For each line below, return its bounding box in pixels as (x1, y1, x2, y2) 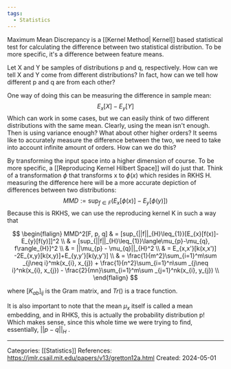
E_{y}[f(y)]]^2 (21, 237, 60, 245)
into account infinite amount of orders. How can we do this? (7, 144, 177, 152)
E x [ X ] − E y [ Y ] (97, 102, 134, 112)
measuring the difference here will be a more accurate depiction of (7, 179, 197, 187)
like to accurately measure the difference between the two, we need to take (7, 136, 221, 144)
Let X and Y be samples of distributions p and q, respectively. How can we (7, 63, 218, 71)
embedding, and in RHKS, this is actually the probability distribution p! (7, 311, 205, 319)
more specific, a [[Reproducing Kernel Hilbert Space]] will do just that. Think (7, 164, 223, 172)
